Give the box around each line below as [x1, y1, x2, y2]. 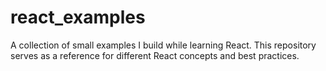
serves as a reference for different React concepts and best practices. [10, 49, 300, 61]
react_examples [10, 6, 146, 29]
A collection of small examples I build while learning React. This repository [10, 39, 317, 51]
